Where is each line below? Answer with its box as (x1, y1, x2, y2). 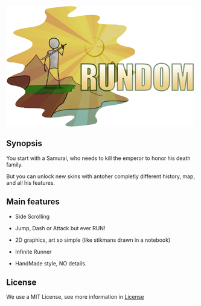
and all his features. (6, 179, 56, 186)
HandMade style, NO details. (14, 259, 87, 267)
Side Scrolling (14, 213, 50, 220)
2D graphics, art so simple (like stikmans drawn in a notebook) (14, 236, 171, 244)
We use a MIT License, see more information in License (6, 293, 144, 301)
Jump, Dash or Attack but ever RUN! (14, 224, 106, 231)
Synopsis (6, 138, 42, 148)
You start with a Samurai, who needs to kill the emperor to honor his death (6, 155, 191, 162)
